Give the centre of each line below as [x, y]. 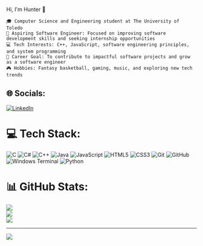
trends [14, 75]
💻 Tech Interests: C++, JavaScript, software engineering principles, [98, 45]
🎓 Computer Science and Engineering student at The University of [93, 21]
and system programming [36, 52]
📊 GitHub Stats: [47, 186]
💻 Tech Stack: [43, 134]
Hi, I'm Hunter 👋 [26, 9]
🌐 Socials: [26, 94]
